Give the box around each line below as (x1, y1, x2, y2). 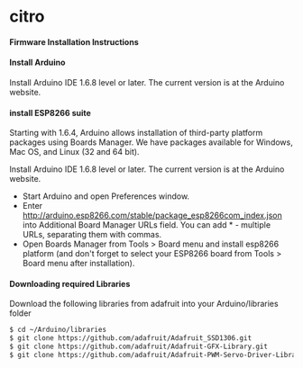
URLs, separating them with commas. (22, 229, 162, 240)
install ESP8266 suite (9, 107, 92, 118)
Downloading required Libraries (9, 278, 131, 289)
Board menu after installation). (22, 258, 135, 269)
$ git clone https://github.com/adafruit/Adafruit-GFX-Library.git (9, 342, 269, 352)
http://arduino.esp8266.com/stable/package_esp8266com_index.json (22, 210, 282, 221)
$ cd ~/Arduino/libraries (9, 326, 106, 335)
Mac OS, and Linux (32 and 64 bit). (9, 147, 140, 157)
